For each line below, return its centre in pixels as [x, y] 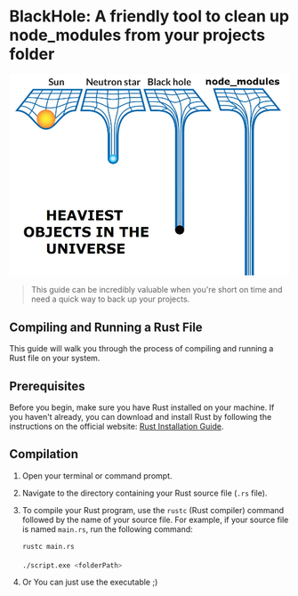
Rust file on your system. [55, 358]
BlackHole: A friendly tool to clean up [149, 16]
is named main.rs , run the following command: [107, 529]
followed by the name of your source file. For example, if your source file [155, 519]
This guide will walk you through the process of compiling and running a [141, 349]
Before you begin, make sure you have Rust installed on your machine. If [142, 407]
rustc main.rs [48, 546]
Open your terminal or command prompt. [97, 475]
